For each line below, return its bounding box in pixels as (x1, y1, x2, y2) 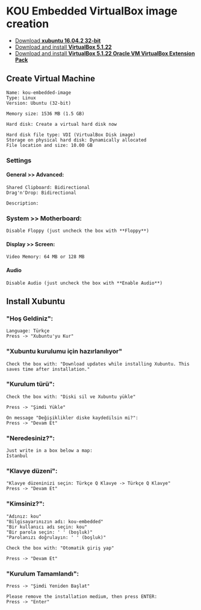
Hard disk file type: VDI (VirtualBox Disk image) (6, 131, 136, 138)
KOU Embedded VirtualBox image (6, 4, 178, 18)
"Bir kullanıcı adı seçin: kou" (6, 524, 87, 530)
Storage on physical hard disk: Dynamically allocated (6, 137, 147, 143)
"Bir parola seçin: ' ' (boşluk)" (6, 529, 93, 535)
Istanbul (6, 453, 28, 459)
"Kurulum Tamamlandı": (6, 569, 79, 577)
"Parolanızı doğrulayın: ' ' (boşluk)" (6, 534, 107, 540)
